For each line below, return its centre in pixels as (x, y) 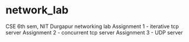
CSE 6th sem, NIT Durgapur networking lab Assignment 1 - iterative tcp (92, 26)
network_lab (37, 10)
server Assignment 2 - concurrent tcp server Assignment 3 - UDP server (94, 32)
